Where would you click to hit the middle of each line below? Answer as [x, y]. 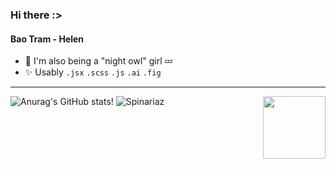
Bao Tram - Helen [47, 39]
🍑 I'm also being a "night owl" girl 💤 [98, 61]
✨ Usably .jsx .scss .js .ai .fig [93, 72]
